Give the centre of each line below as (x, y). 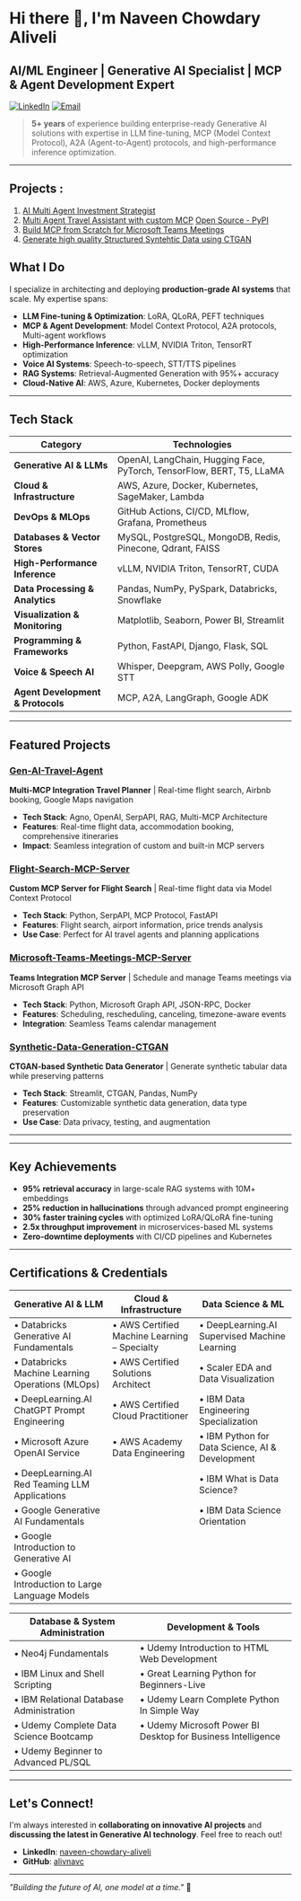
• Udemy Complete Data (65, 1725)
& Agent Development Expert (92, 84)
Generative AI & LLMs (61, 465)
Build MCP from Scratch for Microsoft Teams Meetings (123, 229)
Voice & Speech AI (54, 672)
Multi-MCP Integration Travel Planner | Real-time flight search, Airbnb (140, 791)
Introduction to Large (58, 1584)
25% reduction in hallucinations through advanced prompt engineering (155, 1207)
